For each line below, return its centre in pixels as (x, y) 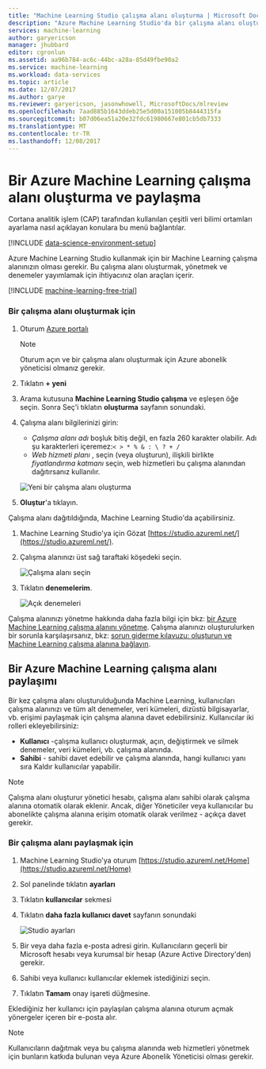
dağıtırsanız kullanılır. (66, 471)
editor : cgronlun (37, 52)
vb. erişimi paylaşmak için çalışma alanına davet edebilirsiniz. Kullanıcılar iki (131, 717)
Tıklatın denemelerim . (56, 588)
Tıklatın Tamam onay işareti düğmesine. (85, 993)
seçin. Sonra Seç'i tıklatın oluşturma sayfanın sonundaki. (112, 407)
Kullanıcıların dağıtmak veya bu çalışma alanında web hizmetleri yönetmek (129, 1048)
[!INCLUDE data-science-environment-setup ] (82, 243)
